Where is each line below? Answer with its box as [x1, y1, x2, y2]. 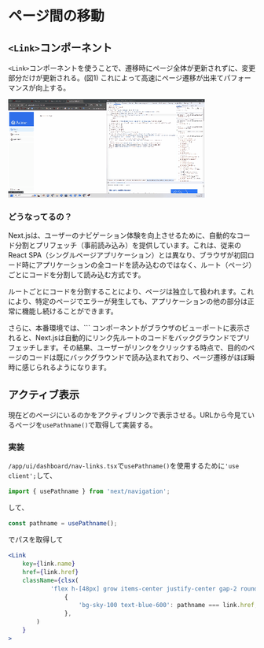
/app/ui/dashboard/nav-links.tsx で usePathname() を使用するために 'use [8, 461, 240, 471]
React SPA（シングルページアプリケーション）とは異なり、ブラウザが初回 [8, 250, 247, 260]
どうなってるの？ [8, 211, 73, 222]
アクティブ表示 [8, 387, 80, 402]
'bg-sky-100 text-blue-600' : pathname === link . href [78, 602, 255, 609]
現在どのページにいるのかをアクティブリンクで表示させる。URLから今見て [8, 410, 248, 420]
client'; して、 [8, 471, 57, 480]
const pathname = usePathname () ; [8, 520, 118, 528]
